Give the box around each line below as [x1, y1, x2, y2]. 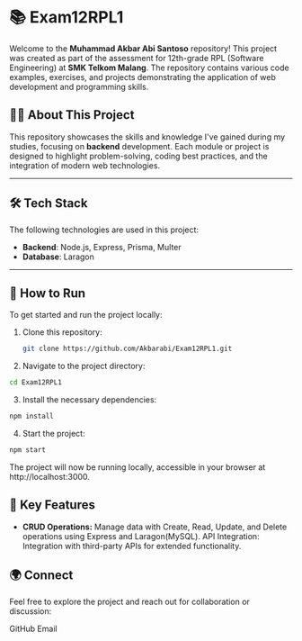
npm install [9, 411, 54, 421]
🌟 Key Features [9, 497, 96, 513]
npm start [9, 446, 47, 455]
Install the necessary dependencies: [22, 394, 157, 405]
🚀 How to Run [9, 285, 86, 301]
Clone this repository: [22, 327, 102, 338]
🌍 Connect [9, 568, 74, 583]
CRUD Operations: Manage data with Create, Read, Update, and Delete [22, 521, 288, 532]
